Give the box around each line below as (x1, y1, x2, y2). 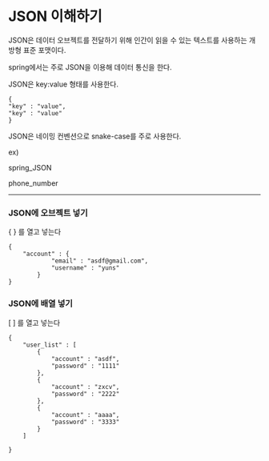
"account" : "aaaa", (50, 411, 120, 419)
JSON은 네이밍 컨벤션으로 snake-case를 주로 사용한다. (8, 131, 182, 141)
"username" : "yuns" (50, 264, 120, 272)
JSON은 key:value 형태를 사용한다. (8, 79, 118, 89)
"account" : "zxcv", (50, 383, 120, 391)
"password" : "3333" (50, 418, 120, 426)
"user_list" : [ (22, 341, 78, 349)
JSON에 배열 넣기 (8, 298, 74, 309)
